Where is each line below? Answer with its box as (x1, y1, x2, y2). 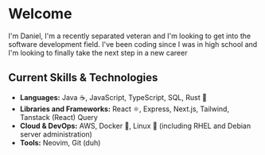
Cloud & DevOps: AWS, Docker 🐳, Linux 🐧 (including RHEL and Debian (19, 121, 251, 130)
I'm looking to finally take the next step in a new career (8, 48, 188, 57)
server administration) (19, 129, 93, 139)
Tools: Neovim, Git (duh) (19, 138, 101, 147)
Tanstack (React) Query (19, 112, 98, 122)
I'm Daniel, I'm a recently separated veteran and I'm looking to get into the (8, 31, 251, 41)
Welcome (8, 5, 72, 23)
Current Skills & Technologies (8, 71, 158, 84)
